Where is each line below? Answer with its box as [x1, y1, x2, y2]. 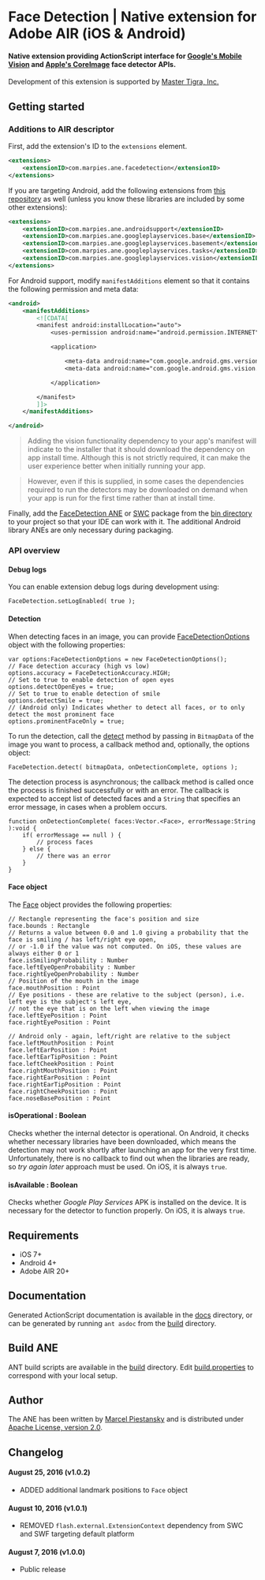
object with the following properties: [8, 639, 126, 650]
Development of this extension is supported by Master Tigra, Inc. [8, 77, 219, 87]
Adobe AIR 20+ [19, 1266, 70, 1276]
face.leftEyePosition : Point [8, 1012, 108, 1019]
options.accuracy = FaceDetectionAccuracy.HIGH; [8, 669, 171, 677]
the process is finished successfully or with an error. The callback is [8, 785, 230, 795]
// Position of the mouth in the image [8, 977, 140, 985]
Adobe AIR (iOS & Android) [8, 24, 187, 43]
